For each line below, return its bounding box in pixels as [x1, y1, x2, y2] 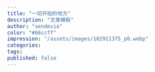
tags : [7, 49, 23, 56]
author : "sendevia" [7, 23, 63, 29]
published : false [7, 55, 57, 62]
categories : [7, 42, 41, 49]
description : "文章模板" [7, 16, 74, 23]
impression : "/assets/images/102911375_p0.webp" [7, 36, 149, 43]
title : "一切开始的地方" [7, 10, 71, 17]
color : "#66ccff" [7, 29, 57, 36]
